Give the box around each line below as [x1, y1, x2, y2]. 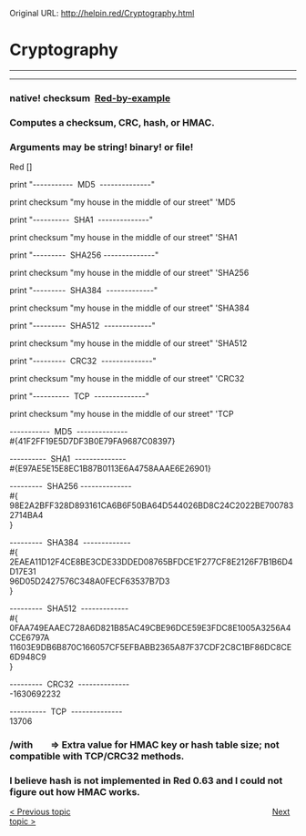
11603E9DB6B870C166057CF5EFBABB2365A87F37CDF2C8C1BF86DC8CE [9, 642, 292, 653]
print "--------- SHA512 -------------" [9, 321, 157, 331]
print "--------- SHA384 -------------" [9, 285, 158, 296]
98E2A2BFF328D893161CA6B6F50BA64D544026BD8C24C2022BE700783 [9, 500, 294, 511]
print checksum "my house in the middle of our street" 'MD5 [9, 197, 236, 208]
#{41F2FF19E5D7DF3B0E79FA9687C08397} [9, 436, 176, 447]
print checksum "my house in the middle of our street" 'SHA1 [9, 232, 239, 243]
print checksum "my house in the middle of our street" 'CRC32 [9, 373, 245, 384]
